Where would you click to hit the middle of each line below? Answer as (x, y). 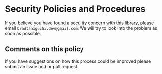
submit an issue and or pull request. (42, 66)
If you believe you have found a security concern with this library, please (80, 23)
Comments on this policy (44, 49)
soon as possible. (23, 33)
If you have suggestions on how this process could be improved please (78, 61)
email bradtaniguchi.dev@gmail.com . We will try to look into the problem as (81, 28)
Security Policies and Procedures (75, 9)
